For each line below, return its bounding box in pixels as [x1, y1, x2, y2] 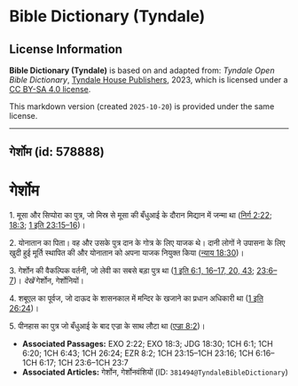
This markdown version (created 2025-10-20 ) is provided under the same [9, 101, 275, 112]
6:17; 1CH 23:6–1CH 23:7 [39, 358, 129, 368]
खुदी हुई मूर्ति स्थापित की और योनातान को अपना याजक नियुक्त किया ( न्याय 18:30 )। [9, 248, 245, 258]
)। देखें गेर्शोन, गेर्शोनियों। [12, 275, 84, 286]
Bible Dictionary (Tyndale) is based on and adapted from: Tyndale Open [9, 65, 275, 75]
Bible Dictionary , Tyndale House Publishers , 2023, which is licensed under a [9, 75, 288, 85]
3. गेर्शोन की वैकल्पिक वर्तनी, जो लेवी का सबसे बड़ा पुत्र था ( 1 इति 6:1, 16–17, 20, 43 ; [9, 265, 255, 276]
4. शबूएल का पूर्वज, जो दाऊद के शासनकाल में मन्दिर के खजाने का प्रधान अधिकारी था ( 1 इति [9, 293, 264, 303]
